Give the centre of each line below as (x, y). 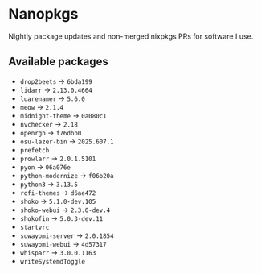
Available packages (58, 62)
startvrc (35, 227)
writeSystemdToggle (53, 262)
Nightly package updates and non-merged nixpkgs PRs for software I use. (131, 36)
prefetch (35, 150)
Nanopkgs (43, 14)
